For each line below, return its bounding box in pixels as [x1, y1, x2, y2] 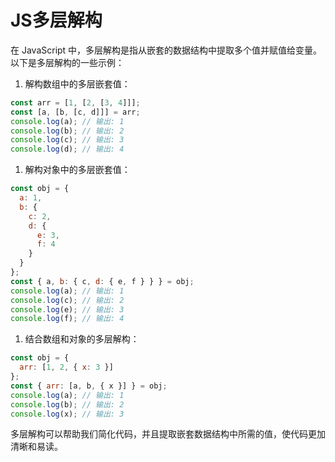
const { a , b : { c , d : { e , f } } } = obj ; [10, 276, 195, 286]
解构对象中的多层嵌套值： [24, 164, 131, 176]
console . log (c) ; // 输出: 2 [10, 295, 125, 305]
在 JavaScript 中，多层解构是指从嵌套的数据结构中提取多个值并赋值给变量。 [10, 44, 323, 56]
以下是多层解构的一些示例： [10, 56, 125, 68]
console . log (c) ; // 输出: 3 [10, 135, 125, 145]
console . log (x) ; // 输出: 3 [10, 409, 125, 419]
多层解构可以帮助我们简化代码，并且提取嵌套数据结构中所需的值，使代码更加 [10, 428, 326, 440]
